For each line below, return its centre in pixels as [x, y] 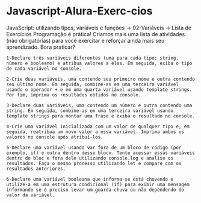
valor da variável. [31, 195]
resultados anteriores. [36, 169]
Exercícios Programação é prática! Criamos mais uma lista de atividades [96, 34]
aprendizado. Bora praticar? [41, 47]
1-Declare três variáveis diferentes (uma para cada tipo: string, [93, 58]
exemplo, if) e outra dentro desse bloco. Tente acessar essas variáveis [101, 153]
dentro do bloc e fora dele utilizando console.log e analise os [90, 158]
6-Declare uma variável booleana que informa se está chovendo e [90, 179]
